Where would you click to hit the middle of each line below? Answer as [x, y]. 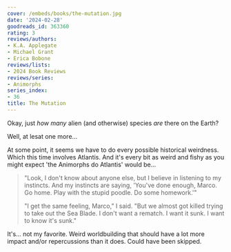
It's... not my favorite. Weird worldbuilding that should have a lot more [106, 234]
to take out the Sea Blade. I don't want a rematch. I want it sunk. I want [124, 213]
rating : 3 [21, 33]
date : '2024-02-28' [35, 20]
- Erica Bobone [29, 59]
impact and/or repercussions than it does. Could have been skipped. [104, 241]
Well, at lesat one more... [42, 136]
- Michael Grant [30, 52]
